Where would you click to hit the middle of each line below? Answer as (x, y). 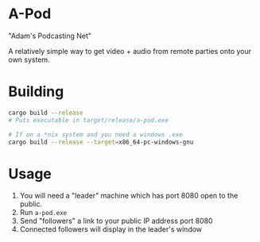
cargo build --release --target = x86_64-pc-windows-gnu (101, 142)
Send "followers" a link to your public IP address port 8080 (116, 221)
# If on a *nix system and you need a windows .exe (95, 134)
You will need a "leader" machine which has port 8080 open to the (129, 196)
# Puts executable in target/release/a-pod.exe (89, 120)
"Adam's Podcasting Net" (50, 36)
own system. (29, 60)
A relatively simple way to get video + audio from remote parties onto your (130, 51)
